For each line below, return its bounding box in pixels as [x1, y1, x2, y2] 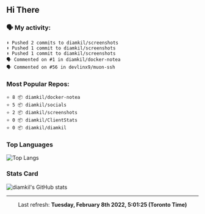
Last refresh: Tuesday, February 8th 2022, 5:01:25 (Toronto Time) [18, 201, 187, 208]
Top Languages [6, 140, 54, 149]
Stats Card [6, 169, 38, 178]
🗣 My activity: [6, 24, 51, 32]
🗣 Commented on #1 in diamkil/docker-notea [6, 56, 121, 63]
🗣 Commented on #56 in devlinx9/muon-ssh [6, 64, 115, 70]
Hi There [6, 5, 40, 15]
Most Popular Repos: [6, 79, 70, 88]
